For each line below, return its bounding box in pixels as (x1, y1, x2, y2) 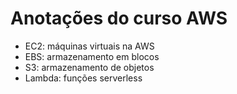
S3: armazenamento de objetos (24, 61, 155, 73)
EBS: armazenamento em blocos (24, 50, 160, 62)
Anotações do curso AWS (10, 7, 228, 30)
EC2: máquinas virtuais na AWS (24, 40, 155, 52)
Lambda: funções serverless (24, 72, 143, 84)
